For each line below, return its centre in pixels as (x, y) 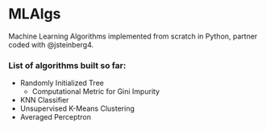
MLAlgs (35, 14)
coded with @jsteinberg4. (51, 44)
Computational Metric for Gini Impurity (96, 91)
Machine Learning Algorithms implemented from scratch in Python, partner (133, 36)
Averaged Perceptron (55, 117)
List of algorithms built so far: (67, 65)
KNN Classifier (44, 100)
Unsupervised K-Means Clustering (77, 108)
